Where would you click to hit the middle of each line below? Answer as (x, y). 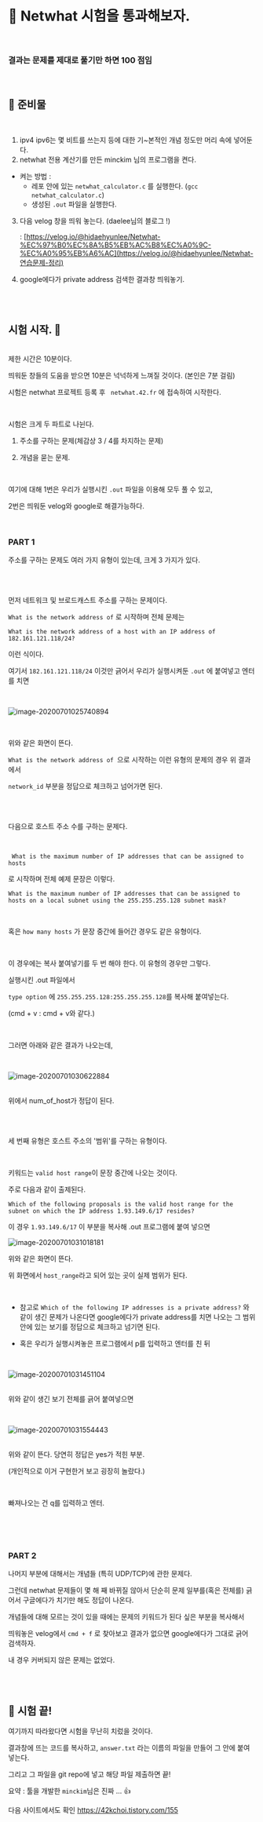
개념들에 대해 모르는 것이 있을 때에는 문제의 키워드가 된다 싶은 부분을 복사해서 (126, 1617)
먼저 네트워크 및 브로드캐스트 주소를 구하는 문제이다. (88, 601)
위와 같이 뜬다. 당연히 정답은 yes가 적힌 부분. (77, 1455)
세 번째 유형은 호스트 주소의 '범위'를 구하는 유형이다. (88, 1141)
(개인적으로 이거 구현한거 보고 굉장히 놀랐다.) (77, 1471)
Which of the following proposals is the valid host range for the (121, 1205)
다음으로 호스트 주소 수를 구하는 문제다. (68, 827)
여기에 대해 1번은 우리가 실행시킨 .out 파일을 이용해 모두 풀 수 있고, (111, 489)
